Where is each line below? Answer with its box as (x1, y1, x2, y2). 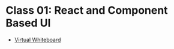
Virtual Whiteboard (14, 36, 61, 43)
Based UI (5, 16, 51, 30)
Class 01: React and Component (5, 4, 169, 17)
